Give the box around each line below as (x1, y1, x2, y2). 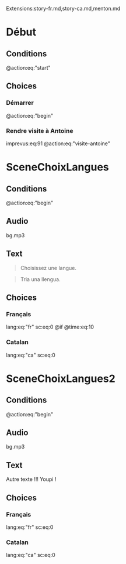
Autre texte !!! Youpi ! (6, 476, 57, 483)
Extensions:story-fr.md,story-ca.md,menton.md (6, 5, 121, 12)
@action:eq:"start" (6, 64, 51, 71)
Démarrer (6, 99, 34, 107)
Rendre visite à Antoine (6, 127, 73, 135)
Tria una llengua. (20, 275, 61, 283)
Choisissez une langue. (20, 264, 77, 271)
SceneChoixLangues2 (6, 372, 116, 385)
